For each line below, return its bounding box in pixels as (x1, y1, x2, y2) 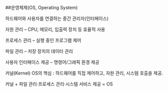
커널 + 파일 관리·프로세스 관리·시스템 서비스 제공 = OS (5, 81, 113, 87)
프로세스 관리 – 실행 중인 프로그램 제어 (5, 38, 81, 43)
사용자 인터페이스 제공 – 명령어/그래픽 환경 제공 (5, 59, 100, 65)
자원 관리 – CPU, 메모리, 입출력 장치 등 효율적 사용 (5, 26, 106, 32)
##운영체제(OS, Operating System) (5, 5, 78, 10)
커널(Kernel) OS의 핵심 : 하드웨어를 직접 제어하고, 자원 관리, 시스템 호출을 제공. (5, 70, 163, 76)
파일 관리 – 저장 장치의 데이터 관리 (5, 48, 73, 54)
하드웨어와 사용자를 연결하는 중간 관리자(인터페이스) (5, 15, 109, 22)
